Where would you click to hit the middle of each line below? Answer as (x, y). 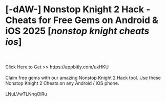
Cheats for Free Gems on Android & (82, 20)
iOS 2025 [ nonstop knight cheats (77, 31)
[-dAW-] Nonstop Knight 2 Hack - (78, 9)
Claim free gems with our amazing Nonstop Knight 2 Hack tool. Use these (83, 78)
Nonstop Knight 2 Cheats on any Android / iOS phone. (62, 83)
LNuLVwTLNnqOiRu (26, 94)
